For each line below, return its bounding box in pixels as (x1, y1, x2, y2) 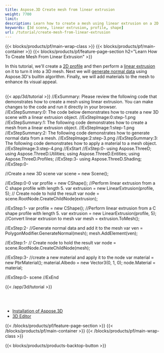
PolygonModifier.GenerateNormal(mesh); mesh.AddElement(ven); (5, 231, 138, 236)
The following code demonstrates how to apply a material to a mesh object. (5, 141, 158, 146)
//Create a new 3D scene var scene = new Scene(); (5, 171, 109, 176)
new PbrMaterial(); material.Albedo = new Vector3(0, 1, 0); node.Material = (5, 260, 156, 265)
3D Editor (12, 313, 31, 319)
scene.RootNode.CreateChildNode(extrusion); (5, 196, 98, 201)
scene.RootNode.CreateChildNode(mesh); (5, 245, 91, 251)
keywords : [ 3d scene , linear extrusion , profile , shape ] (5, 25, 124, 30)
